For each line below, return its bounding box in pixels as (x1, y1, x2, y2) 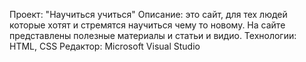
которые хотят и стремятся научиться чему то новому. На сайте (9, 19, 286, 31)
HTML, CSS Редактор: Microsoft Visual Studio (9, 40, 201, 52)
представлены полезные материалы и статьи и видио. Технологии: (9, 30, 297, 41)
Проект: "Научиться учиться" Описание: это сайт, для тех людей (9, 9, 288, 20)
